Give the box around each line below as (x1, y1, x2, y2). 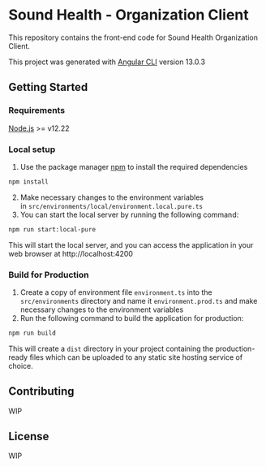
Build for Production (8, 269, 89, 280)
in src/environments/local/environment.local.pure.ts (19, 201, 204, 210)
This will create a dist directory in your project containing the (8, 344, 214, 353)
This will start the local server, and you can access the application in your (8, 240, 254, 249)
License (8, 430, 49, 443)
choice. (8, 361, 34, 370)
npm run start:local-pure (8, 225, 96, 233)
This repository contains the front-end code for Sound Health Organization (8, 32, 258, 42)
